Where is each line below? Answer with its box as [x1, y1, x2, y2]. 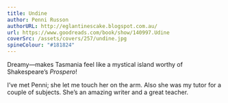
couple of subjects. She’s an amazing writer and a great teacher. [7, 88, 189, 96]
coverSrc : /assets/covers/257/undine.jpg [7, 35, 127, 42]
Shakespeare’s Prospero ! [7, 68, 77, 76]
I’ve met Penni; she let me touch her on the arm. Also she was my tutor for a [7, 81, 221, 89]
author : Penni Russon [7, 16, 69, 23]
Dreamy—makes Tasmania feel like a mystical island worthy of [7, 61, 183, 68]
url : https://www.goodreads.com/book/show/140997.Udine [7, 29, 170, 36]
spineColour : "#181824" [7, 42, 75, 48]
